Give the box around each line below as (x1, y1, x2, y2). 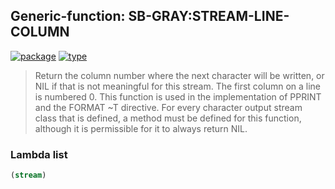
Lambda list (10, 147, 68, 161)
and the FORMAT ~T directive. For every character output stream (34, 101, 303, 113)
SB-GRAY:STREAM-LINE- (128, 8, 290, 25)
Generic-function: (10, 8, 126, 25)
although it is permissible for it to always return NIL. (34, 122, 248, 134)
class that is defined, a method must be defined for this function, (34, 112, 302, 124)
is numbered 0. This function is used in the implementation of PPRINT (34, 90, 322, 103)
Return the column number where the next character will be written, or (34, 69, 325, 81)
